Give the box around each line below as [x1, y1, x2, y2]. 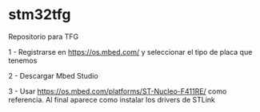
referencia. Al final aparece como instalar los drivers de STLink [8, 95, 216, 104]
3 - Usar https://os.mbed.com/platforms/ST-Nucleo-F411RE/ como [8, 86, 227, 96]
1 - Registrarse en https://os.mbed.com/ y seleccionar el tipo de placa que [8, 47, 253, 56]
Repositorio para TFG [8, 32, 79, 41]
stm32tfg [8, 6, 71, 24]
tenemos [8, 56, 38, 65]
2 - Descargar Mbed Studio [8, 71, 98, 80]
